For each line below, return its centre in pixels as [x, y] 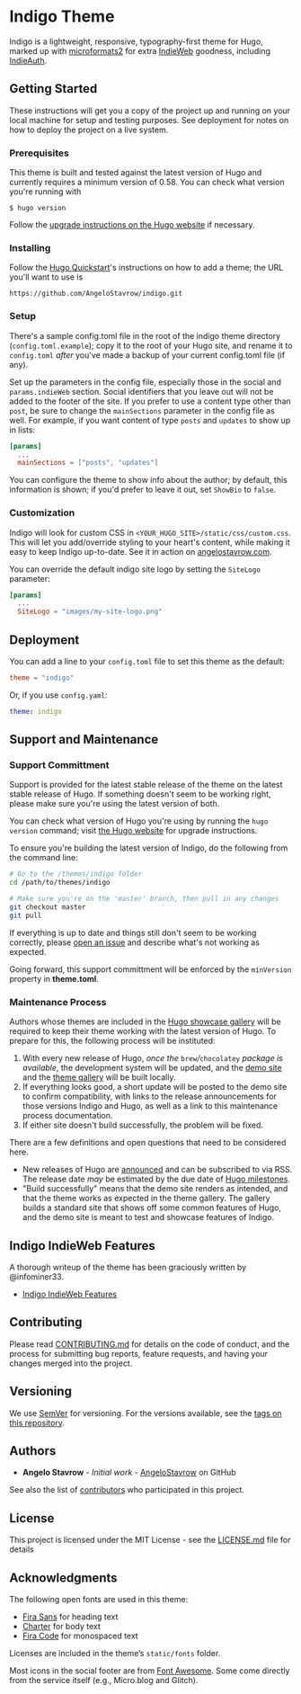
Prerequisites [39, 153]
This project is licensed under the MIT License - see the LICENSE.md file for [150, 1540]
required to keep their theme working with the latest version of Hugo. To [143, 1031]
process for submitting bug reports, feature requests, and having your [138, 1353]
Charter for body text [62, 1626]
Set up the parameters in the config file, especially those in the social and [145, 382]
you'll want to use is [46, 277]
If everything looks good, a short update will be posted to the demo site [155, 1087]
